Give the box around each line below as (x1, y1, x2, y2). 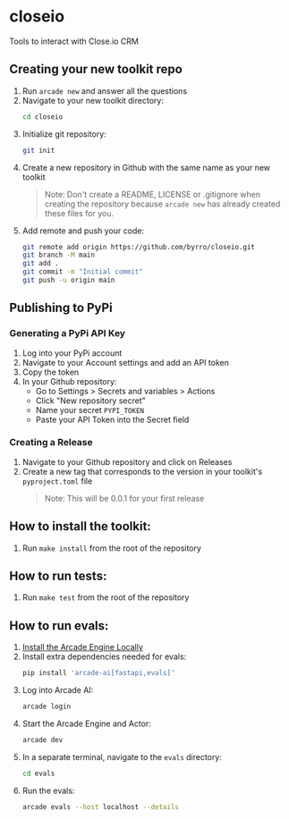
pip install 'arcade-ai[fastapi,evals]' (21, 669, 175, 678)
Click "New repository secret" (35, 395, 146, 406)
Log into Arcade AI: (21, 685, 94, 696)
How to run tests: (9, 569, 107, 584)
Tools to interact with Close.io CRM (9, 36, 139, 46)
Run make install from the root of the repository (21, 543, 201, 553)
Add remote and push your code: (21, 225, 145, 236)
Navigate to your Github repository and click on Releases (21, 456, 233, 467)
